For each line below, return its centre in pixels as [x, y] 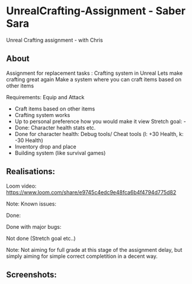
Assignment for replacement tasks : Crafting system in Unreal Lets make [95, 73]
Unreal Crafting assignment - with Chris [55, 40]
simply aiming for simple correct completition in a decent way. [82, 256]
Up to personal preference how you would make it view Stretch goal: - [100, 121]
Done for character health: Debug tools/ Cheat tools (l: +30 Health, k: [99, 134]
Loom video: [21, 186]
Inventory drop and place [45, 146]
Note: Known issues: [31, 204]
